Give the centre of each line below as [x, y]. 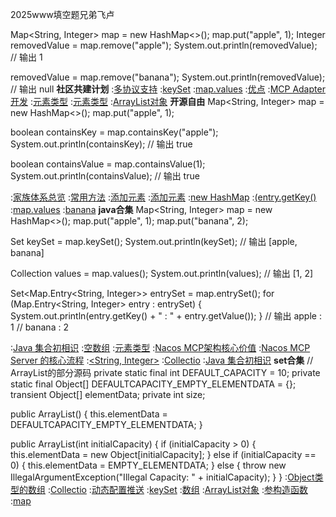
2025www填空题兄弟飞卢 [62, 14]
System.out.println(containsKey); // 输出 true [101, 144]
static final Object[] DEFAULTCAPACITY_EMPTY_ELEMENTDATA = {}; [153, 384]
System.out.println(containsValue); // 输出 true [105, 176]
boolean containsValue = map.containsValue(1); [108, 164]
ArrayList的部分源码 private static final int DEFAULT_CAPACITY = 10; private [165, 372]
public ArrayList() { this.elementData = [89, 414]
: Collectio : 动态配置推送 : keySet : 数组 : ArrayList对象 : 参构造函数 [177, 489]
